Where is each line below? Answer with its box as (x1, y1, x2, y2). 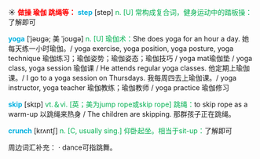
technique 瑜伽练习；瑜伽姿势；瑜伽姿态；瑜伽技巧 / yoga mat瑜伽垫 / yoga (8, 54, 253, 63)
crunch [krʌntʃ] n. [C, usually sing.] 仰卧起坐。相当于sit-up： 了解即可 (8, 126, 233, 136)
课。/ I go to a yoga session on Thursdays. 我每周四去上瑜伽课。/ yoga (8, 74, 237, 82)
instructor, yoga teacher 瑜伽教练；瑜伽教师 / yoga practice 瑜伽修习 (8, 83, 230, 92)
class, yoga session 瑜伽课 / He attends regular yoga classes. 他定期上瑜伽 (8, 63, 250, 73)
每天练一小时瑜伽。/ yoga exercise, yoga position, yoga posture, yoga (8, 44, 234, 53)
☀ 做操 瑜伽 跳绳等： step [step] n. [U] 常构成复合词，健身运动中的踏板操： (8, 8, 253, 16)
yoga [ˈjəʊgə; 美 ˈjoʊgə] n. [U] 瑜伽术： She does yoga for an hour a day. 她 (8, 34, 250, 43)
